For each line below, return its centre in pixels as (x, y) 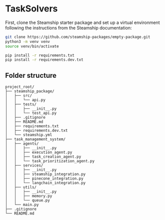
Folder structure (31, 75)
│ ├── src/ (19, 96)
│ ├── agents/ (22, 144)
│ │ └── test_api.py (31, 113)
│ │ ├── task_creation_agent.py (43, 157)
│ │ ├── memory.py (29, 196)
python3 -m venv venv (28, 41)
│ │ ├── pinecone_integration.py (44, 179)
